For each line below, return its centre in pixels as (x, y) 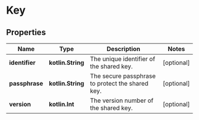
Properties (26, 32)
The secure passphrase (123, 76)
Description (123, 49)
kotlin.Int (62, 104)
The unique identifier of (123, 59)
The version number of (122, 100)
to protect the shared (119, 83)
